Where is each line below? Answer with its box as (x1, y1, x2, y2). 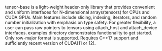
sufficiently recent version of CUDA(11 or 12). (5, 40, 96, 46)
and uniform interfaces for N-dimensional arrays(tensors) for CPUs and (5, 9, 150, 15)
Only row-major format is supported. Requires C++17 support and (5, 35, 139, 41)
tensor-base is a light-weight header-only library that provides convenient (5, 4, 155, 10)
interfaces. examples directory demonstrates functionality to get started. (5, 30, 153, 35)
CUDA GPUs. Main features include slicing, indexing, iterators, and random (5, 15, 157, 20)
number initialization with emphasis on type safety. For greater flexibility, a (5, 19, 156, 25)
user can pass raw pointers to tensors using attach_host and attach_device (5, 25, 158, 31)
